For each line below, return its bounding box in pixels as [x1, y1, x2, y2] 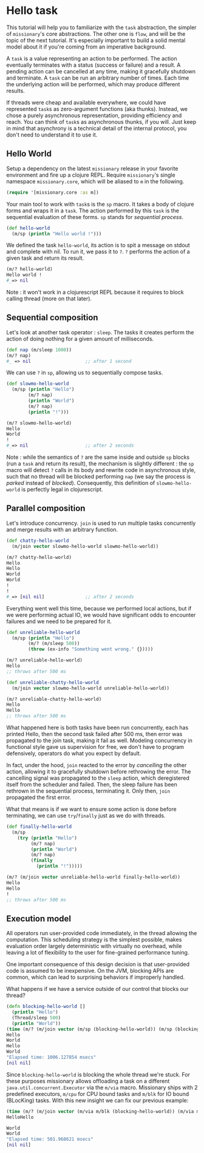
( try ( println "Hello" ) [17, 835, 78, 841]
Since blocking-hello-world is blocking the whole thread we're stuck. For [6, 1070, 190, 1078]
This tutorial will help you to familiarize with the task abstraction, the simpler [6, 24, 197, 31]
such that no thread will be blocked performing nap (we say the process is [6, 473, 191, 480]
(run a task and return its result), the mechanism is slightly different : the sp [6, 460, 194, 467]
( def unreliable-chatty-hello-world [6, 679, 99, 686]
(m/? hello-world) [6, 266, 53, 272]
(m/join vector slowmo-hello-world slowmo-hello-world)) [12, 543, 159, 549]
